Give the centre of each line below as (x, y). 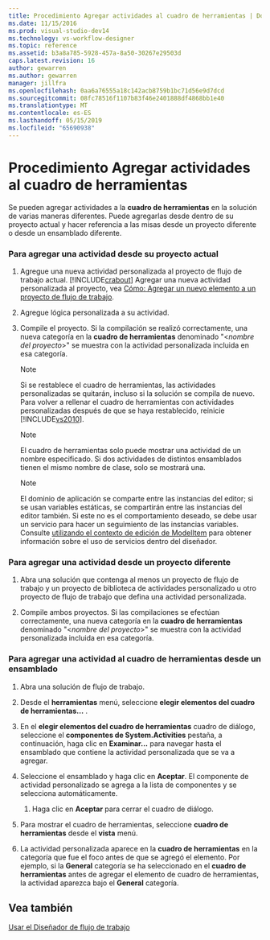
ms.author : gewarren (43, 76)
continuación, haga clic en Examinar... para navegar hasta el (121, 743)
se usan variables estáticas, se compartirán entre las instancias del (131, 507)
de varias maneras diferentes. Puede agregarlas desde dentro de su (121, 216)
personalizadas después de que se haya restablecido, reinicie (122, 410)
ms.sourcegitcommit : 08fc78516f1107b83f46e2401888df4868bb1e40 (117, 98)
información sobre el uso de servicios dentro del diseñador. (119, 541)
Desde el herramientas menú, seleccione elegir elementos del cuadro (137, 702)
